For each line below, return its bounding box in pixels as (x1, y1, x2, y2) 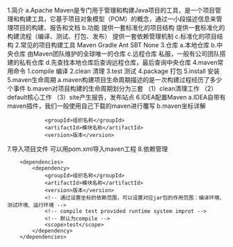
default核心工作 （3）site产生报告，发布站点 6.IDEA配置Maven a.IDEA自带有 (7, 93, 226, 101)
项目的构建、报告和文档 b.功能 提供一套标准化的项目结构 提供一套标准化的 (13, 24, 225, 31)
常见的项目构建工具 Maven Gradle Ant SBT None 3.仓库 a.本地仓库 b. (20, 41, 217, 49)
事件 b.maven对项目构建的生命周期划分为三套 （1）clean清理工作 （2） (13, 84, 218, 93)
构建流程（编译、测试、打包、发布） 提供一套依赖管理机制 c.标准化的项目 (7, 32, 217, 40)
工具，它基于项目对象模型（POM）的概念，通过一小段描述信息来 (31, 15, 217, 23)
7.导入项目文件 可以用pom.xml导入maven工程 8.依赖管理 (7, 145, 168, 153)
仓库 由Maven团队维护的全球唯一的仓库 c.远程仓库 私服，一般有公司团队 (13, 49, 220, 58)
